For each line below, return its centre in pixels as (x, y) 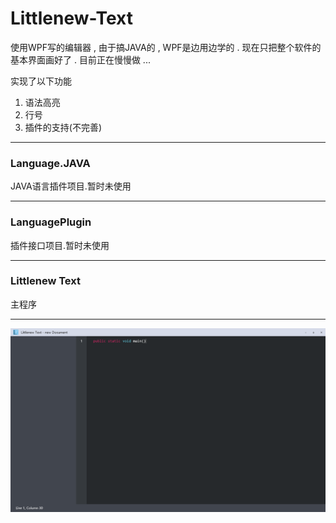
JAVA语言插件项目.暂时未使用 (71, 186)
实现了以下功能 (41, 81)
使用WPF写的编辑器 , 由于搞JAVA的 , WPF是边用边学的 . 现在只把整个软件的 (166, 47)
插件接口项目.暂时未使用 (60, 245)
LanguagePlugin (51, 222)
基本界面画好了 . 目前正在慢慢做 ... (80, 59)
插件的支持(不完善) (63, 127)
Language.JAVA (50, 163)
